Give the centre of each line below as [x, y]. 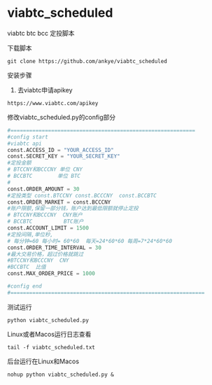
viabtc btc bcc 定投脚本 [41, 33]
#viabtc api [24, 143]
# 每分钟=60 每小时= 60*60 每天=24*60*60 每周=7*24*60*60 [90, 241]
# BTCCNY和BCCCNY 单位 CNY [45, 169]
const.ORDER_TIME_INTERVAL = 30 [54, 247]
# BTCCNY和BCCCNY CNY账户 [45, 215]
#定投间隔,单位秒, [30, 234]
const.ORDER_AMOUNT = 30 [43, 189]
